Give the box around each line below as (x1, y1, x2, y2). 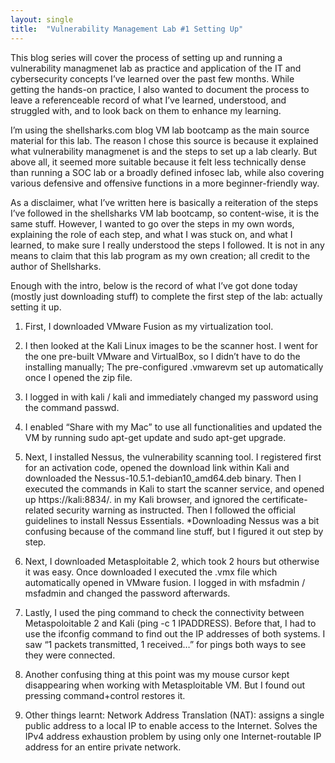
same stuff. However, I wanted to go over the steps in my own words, (10, 217, 295, 230)
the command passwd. (24, 401, 120, 413)
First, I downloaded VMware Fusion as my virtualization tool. (24, 320, 274, 332)
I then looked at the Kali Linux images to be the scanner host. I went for (24, 339, 318, 351)
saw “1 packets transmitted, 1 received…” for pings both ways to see (24, 638, 307, 650)
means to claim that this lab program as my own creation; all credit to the (10, 249, 311, 261)
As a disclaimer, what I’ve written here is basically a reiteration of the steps (10, 196, 319, 208)
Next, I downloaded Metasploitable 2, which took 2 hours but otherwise (24, 555, 320, 567)
